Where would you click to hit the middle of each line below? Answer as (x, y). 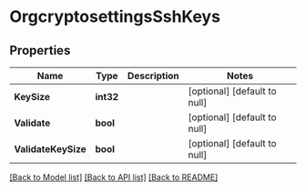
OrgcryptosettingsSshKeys (115, 17)
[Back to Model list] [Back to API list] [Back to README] (114, 177)
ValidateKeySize (50, 149)
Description (153, 76)
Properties (40, 50)
